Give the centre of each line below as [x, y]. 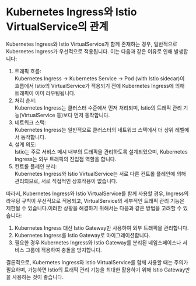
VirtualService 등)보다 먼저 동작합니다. [66, 115]
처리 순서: [25, 100]
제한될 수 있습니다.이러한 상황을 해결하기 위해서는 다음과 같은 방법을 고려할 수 [94, 208]
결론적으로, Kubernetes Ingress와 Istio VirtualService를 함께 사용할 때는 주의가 [97, 262]
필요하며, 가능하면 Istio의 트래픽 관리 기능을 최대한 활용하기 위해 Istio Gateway [96, 270]
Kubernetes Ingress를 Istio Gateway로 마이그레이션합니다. [82, 235]
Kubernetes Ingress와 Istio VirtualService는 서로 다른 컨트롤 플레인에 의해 [100, 173]
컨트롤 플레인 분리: [36, 166]
